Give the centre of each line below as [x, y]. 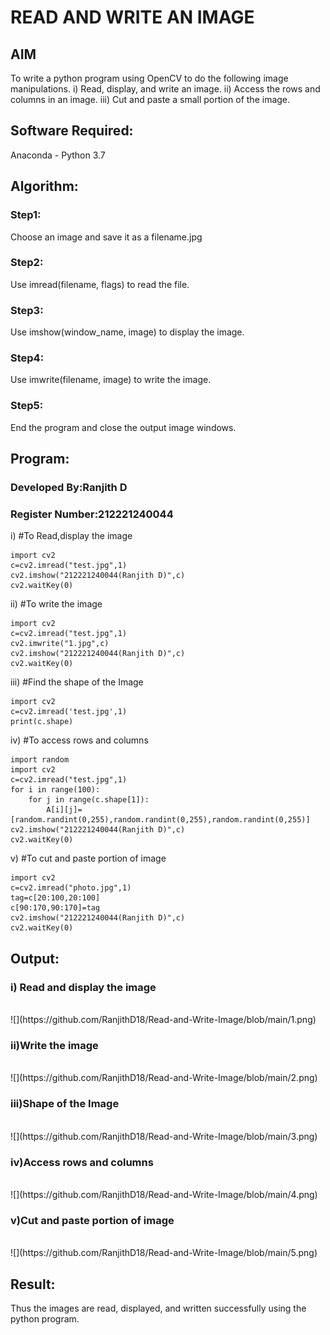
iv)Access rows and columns [82, 1162]
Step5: [27, 406]
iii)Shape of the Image [65, 1104]
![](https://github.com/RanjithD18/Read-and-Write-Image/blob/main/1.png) [163, 1019]
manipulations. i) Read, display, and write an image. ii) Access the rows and [165, 89]
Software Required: [72, 131]
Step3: [27, 310]
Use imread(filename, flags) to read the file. [100, 284]
